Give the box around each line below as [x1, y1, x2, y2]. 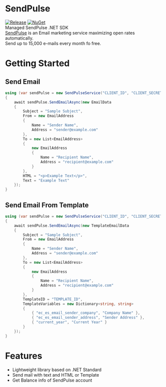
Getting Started [5, 58, 70, 69]
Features [5, 350, 42, 361]
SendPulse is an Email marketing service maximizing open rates [5, 30, 135, 36]
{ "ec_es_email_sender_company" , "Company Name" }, [31, 310, 140, 316]
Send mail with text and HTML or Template [12, 372, 99, 378]
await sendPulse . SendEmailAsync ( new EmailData [14, 99, 112, 104]
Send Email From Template [5, 201, 89, 209]
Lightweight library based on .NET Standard [12, 367, 102, 373]
